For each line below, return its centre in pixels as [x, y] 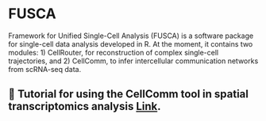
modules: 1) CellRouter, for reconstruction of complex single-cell [114, 52]
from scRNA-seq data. [45, 69]
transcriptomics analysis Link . [85, 106]
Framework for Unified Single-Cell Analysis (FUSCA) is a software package [131, 36]
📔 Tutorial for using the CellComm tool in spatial [128, 95]
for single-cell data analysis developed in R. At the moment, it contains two [131, 43]
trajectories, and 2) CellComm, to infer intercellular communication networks [133, 61]
